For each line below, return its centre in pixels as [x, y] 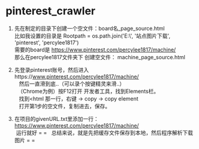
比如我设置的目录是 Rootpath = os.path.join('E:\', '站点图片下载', [92, 36]
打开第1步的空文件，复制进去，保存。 [65, 106]
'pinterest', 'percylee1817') [46, 42]
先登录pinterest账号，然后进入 [52, 69]
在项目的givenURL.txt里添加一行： [57, 118]
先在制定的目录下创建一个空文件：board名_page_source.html [90, 28]
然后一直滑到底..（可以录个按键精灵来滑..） [72, 83]
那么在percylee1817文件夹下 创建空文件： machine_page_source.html [99, 57]
